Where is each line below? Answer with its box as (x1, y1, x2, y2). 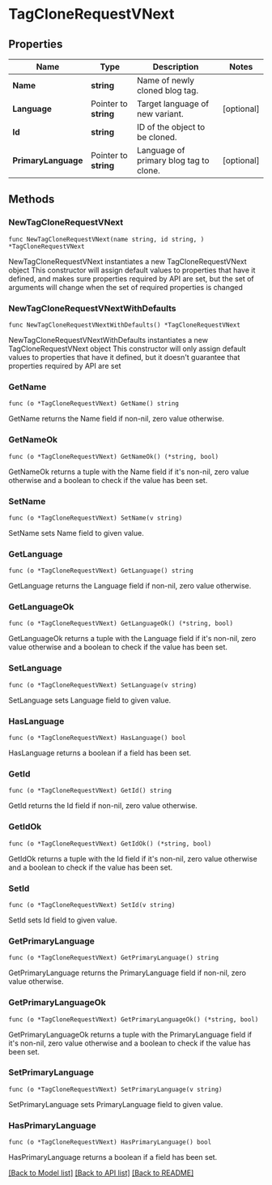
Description (152, 62, 199, 72)
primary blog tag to (136, 155, 210, 166)
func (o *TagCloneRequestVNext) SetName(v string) (8, 514, 183, 522)
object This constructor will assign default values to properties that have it (8, 265, 256, 275)
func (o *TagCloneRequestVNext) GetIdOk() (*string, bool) (8, 840, 212, 848)
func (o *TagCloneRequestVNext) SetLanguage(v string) (8, 681, 198, 689)
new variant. (136, 109, 184, 119)
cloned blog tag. (136, 85, 199, 96)
